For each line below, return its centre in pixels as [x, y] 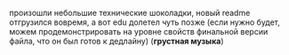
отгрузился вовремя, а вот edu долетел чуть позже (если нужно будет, [144, 22]
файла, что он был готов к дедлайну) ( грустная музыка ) [116, 41]
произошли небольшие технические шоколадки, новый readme [130, 13]
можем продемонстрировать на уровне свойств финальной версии [139, 31]
